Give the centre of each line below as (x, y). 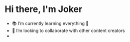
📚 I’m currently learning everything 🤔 (50, 23)
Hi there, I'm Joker (44, 9)
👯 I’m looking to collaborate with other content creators (68, 30)
